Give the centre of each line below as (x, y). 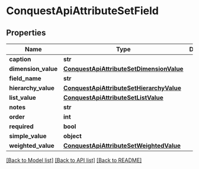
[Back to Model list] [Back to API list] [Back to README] (74, 160)
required (21, 126)
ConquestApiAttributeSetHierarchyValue (122, 88)
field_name (25, 78)
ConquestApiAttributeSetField (82, 11)
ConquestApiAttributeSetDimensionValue (123, 69)
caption (20, 59)
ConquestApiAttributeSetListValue (113, 97)
